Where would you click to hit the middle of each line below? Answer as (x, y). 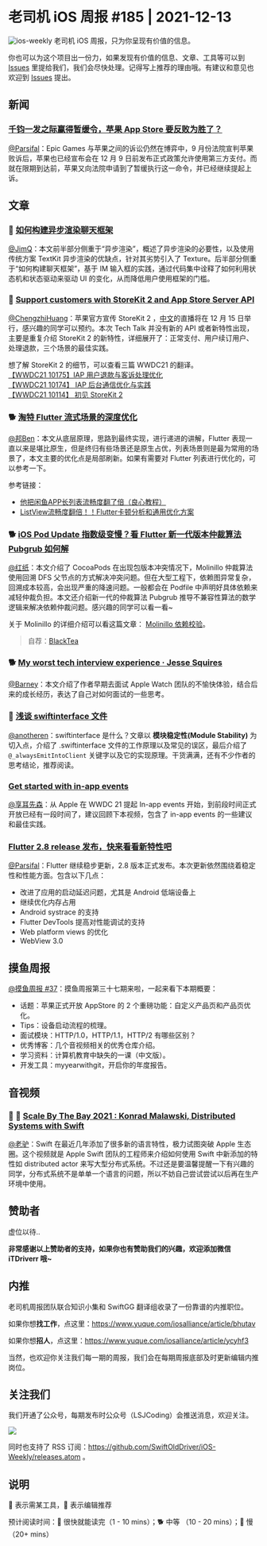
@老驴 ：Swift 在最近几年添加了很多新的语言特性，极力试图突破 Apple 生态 (130, 1144)
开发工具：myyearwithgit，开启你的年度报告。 (95, 1065)
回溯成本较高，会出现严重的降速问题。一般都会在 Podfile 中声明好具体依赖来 (133, 587)
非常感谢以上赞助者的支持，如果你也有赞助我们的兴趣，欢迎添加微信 (120, 1248)
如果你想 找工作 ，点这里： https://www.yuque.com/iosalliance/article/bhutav (132, 1324)
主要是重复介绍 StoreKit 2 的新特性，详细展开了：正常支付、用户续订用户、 (131, 338)
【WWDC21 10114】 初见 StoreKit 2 (66, 394)
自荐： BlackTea (53, 641)
